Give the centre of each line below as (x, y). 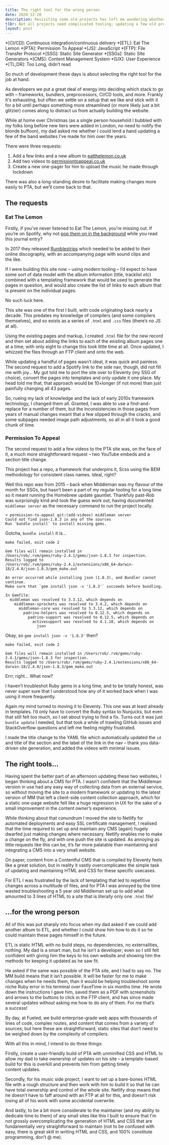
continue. (16, 582)
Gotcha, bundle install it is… (36, 533)
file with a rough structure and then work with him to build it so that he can (82, 1084)
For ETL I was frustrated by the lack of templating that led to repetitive (78, 880)
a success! (16, 1008)
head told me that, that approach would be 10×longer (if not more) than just (83, 383)
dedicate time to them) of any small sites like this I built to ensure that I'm (81, 1115)
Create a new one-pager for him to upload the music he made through (85, 167)
